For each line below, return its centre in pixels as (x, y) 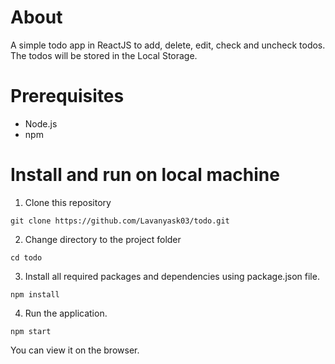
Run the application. (66, 313)
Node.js (41, 123)
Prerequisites (67, 96)
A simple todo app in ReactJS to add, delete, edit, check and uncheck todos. (168, 45)
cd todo (26, 257)
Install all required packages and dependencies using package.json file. (172, 276)
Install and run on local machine (145, 175)
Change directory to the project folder (103, 239)
